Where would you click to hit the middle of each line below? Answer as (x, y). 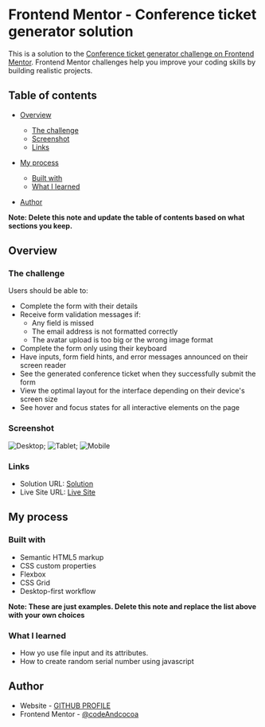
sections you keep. (41, 225)
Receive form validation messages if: (80, 315)
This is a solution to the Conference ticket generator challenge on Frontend (131, 53)
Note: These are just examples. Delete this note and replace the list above (132, 606)
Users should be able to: (49, 291)
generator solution (71, 31)
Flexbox (33, 574)
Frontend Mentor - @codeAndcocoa (79, 713)
